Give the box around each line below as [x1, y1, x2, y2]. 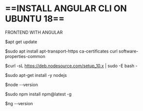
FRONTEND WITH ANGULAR [5, 29, 63, 35]
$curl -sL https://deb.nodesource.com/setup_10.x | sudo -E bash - [5, 63, 138, 69]
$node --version [5, 81, 38, 88]
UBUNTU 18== [5, 13, 65, 24]
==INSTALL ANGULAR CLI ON [5, 3, 127, 14]
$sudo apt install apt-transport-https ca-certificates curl [5, 48, 118, 54]
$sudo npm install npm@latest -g [5, 91, 72, 97]
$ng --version [5, 100, 33, 106]
